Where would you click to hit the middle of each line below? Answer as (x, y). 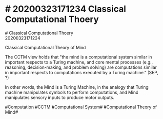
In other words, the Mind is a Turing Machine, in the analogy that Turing (77, 87)
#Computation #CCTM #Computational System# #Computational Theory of (81, 107)
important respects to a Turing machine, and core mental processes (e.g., (79, 62)
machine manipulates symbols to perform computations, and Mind (72, 92)
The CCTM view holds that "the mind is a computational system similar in (79, 57)
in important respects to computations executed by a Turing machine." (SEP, (82, 72)
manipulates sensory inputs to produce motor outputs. (60, 97)
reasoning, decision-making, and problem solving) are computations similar (81, 67)
